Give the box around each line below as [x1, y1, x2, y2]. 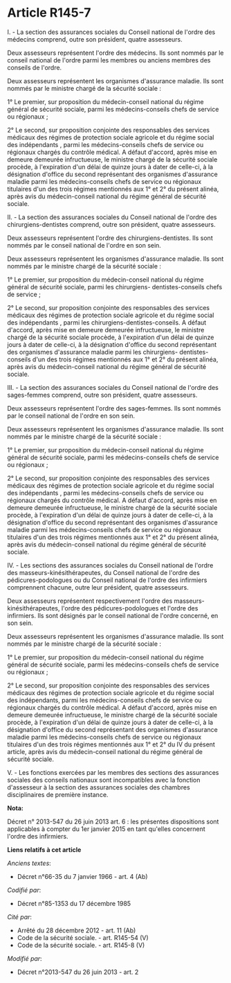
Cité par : [7, 912, 33, 921]
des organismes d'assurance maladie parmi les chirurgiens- [7, 348, 178, 356]
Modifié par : [7, 954, 43, 962]
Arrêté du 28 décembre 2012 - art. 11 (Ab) [17, 926, 136, 934]
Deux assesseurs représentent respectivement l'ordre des [7, 597, 173, 605]
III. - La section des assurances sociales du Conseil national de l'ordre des [7, 383, 219, 391]
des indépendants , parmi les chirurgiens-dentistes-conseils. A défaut [7, 318, 207, 327]
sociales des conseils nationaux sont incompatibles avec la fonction [7, 776, 201, 784]
